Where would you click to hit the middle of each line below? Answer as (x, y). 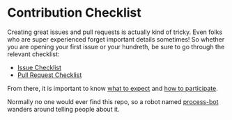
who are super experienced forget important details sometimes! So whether (116, 39)
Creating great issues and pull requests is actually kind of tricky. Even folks (115, 32)
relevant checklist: (33, 54)
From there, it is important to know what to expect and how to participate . (113, 88)
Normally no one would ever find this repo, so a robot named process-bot (113, 101)
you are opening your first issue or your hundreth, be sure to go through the (116, 46)
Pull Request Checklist (49, 75)
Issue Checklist (39, 67)
